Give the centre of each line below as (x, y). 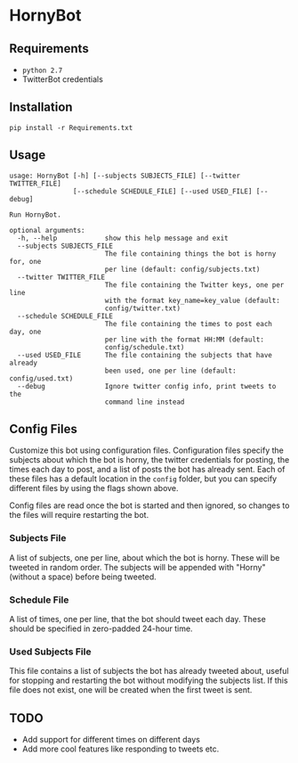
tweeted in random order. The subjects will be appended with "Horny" (137, 567)
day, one (25, 332)
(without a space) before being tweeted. (83, 577)
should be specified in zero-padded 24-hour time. (101, 628)
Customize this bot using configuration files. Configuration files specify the (147, 450)
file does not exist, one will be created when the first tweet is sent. (131, 690)
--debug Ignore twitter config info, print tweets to (147, 386)
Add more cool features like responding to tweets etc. (121, 749)
